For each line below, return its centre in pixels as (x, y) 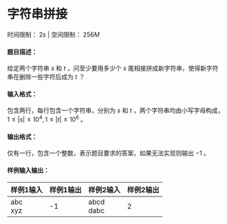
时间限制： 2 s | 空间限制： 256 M (53, 34)
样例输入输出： (28, 170)
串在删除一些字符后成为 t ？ (46, 77)
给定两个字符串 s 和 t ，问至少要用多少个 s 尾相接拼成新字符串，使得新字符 (113, 68)
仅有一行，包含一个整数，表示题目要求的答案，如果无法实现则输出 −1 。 (108, 153)
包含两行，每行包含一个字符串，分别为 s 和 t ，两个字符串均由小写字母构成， (116, 110)
